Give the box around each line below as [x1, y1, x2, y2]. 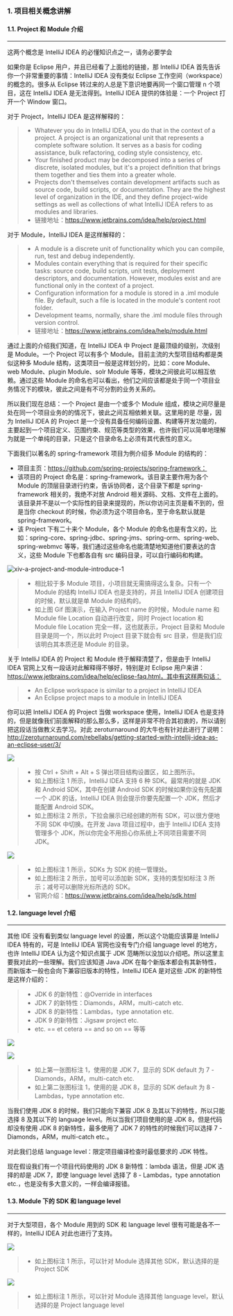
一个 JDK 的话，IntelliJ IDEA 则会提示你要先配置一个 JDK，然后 [34, 794, 216, 803]
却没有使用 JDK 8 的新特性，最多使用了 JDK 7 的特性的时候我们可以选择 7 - [7, 1124, 223, 1132]
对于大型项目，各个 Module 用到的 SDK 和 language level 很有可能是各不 [7, 1220, 214, 1228]
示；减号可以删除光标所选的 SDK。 [34, 883, 135, 891]
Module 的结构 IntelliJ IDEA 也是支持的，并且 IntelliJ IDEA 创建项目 [34, 588, 225, 596]
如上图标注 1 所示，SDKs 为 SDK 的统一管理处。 [34, 865, 171, 874]
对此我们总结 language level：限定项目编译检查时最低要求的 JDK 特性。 [7, 1148, 212, 1156]
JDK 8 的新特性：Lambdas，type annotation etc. [34, 1007, 174, 1016]
